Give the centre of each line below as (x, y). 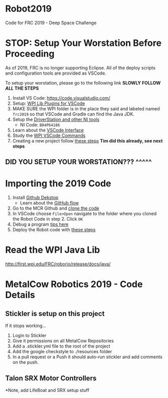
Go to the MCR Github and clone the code (56, 208)
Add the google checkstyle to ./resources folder (62, 352)
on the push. (25, 362)
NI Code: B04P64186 (40, 124)
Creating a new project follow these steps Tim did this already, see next (88, 141)
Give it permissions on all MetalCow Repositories (63, 341)
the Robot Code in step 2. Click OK (48, 219)
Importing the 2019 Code (58, 184)
